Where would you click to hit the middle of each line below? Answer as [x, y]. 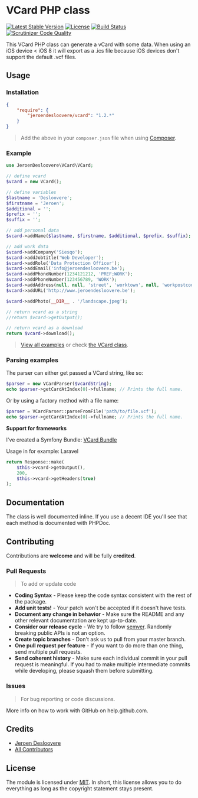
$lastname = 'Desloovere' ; [39, 198]
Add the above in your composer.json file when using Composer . [98, 138]
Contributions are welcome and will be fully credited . [71, 556]
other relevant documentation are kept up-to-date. [76, 621]
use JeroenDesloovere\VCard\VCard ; [50, 166]
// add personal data [33, 231]
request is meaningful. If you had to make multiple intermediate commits [102, 664]
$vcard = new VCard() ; [34, 182]
